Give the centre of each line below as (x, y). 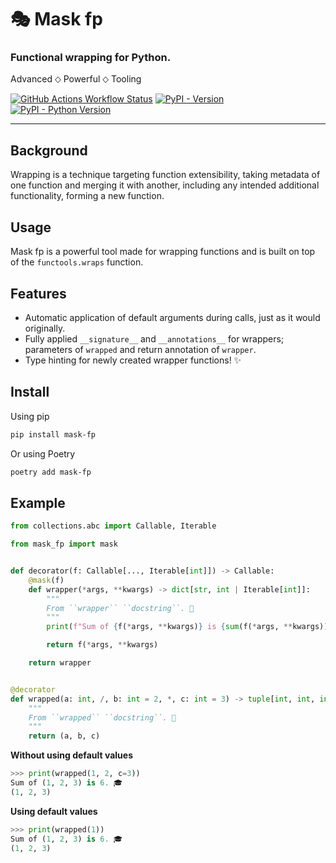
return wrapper (60, 663)
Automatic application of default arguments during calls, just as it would (172, 317)
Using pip (30, 416)
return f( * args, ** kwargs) (102, 645)
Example (38, 502)
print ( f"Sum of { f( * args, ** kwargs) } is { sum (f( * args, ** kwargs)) (187, 627)
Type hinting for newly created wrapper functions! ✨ (133, 360)
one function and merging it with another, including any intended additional (165, 185)
